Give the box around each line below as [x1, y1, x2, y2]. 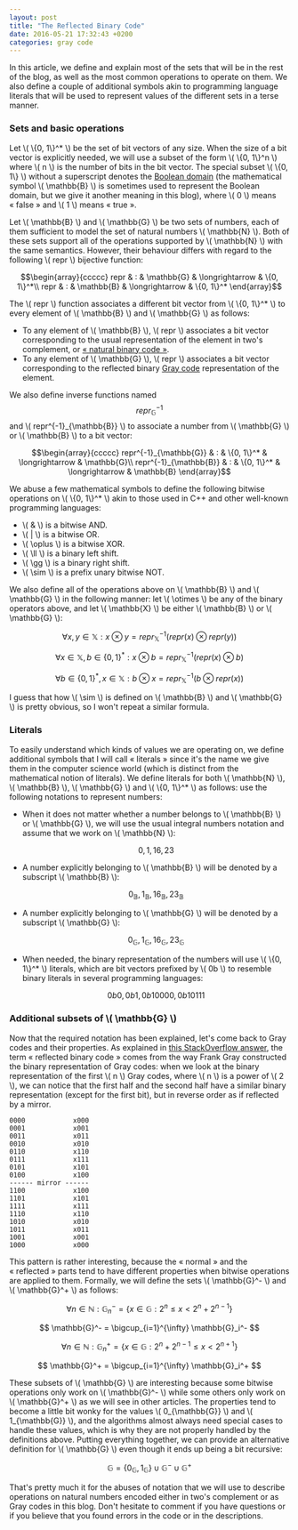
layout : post [9, 12, 58, 22]
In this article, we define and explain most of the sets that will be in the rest [9, 62, 284, 73]
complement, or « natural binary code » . [21, 343, 170, 354]
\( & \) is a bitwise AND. [21, 519, 109, 530]
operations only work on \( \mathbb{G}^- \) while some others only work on [9, 1387, 286, 1397]
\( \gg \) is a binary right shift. [21, 558, 131, 568]
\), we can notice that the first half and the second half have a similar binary [9, 1080, 286, 1091]
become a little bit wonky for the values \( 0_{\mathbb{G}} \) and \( [9, 1406, 254, 1417]
